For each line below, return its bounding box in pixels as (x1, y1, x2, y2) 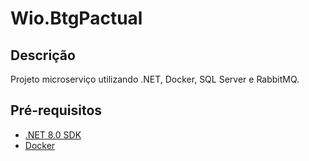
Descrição (10, 47, 76, 64)
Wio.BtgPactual (10, 7, 143, 30)
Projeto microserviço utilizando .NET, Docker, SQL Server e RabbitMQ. (10, 73, 300, 85)
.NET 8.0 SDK (24, 128, 82, 141)
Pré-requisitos (10, 102, 103, 119)
